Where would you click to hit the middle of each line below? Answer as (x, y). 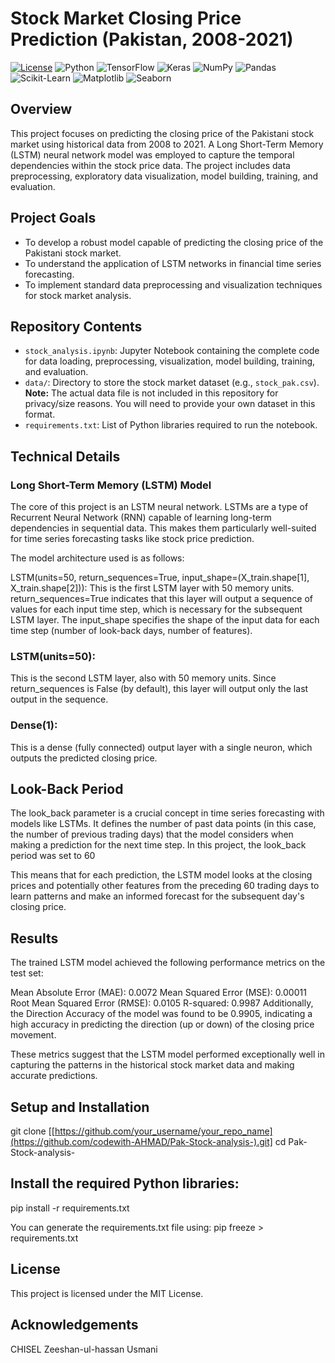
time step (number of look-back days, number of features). (131, 631)
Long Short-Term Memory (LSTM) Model (111, 485)
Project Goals (53, 218)
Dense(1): (34, 725)
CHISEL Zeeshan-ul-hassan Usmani (84, 1349)
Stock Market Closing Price (126, 18)
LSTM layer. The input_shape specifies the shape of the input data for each (165, 620)
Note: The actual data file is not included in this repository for (151, 393)
